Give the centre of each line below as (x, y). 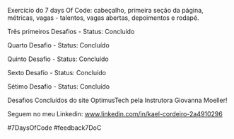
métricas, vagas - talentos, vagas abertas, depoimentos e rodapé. (103, 18)
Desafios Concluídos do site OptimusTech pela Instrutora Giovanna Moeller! (117, 100)
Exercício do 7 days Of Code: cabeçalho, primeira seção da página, (105, 10)
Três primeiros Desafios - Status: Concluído (71, 32)
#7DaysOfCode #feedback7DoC (54, 128)
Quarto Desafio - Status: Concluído (58, 45)
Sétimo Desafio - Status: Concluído (59, 87)
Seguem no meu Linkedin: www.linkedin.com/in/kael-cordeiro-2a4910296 (115, 114)
